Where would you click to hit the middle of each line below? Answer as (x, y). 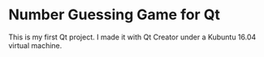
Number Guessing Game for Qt (115, 15)
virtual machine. (35, 45)
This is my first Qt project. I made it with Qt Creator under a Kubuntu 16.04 (132, 37)
